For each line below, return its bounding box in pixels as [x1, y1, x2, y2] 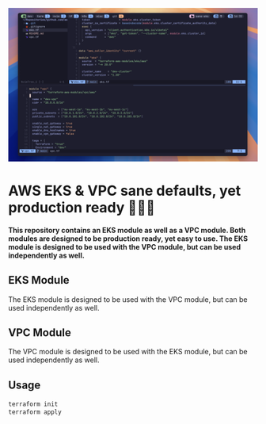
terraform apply [8, 408, 62, 416]
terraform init [8, 400, 59, 408]
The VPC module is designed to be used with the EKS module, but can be [8, 347, 248, 357]
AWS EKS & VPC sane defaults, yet [8, 182, 241, 200]
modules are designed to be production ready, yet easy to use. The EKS [8, 234, 248, 243]
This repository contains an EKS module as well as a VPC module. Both [8, 225, 246, 235]
